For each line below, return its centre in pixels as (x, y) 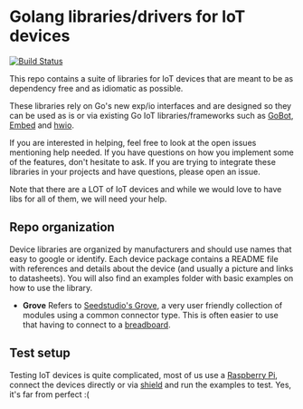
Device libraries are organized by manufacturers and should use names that (151, 249)
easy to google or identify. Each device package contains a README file (144, 258)
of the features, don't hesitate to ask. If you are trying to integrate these (142, 161)
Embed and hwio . (42, 125)
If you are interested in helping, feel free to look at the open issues (133, 142)
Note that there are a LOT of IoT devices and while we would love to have (146, 189)
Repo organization (62, 227)
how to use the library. (51, 287)
